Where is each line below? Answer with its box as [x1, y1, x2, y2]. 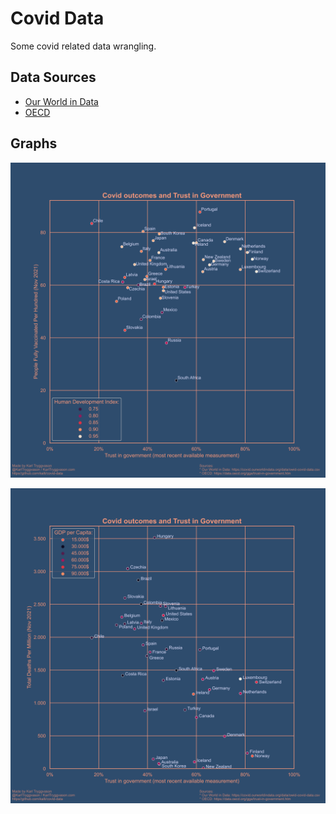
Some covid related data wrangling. [10, 40, 157, 52]
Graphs [10, 135, 58, 152]
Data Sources [10, 69, 97, 86]
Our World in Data [24, 95, 99, 107]
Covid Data [10, 7, 105, 30]
